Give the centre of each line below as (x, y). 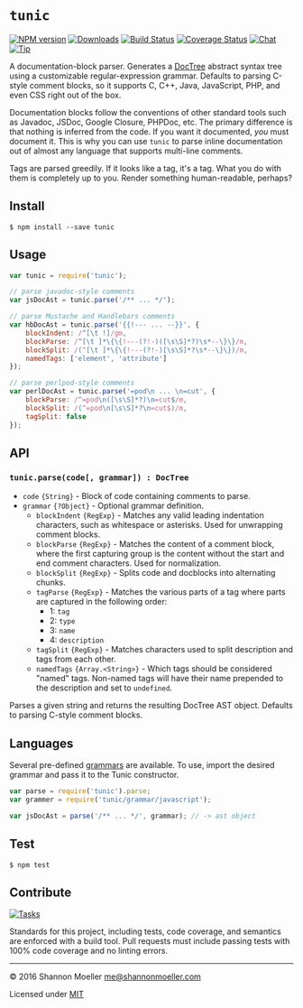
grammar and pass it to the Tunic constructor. (94, 775)
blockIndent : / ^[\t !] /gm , (76, 333)
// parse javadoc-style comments (72, 291)
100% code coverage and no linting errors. (89, 951)
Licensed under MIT (46, 994)
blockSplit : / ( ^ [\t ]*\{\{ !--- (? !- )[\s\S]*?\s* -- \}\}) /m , (137, 350)
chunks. (50, 583)
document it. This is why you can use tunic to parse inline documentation (146, 141)
